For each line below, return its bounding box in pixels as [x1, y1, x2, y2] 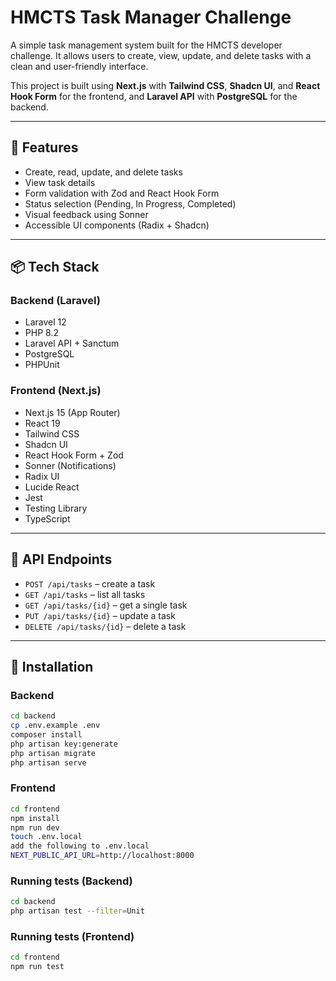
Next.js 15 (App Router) [24, 406, 121, 418]
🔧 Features [10, 139, 79, 156]
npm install [10, 813, 60, 823]
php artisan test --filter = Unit [10, 906, 145, 916]
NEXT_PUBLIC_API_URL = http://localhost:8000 [10, 851, 195, 861]
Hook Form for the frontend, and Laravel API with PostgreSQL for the [10, 90, 298, 102]
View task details [24, 176, 96, 188]
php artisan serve [10, 757, 87, 768]
